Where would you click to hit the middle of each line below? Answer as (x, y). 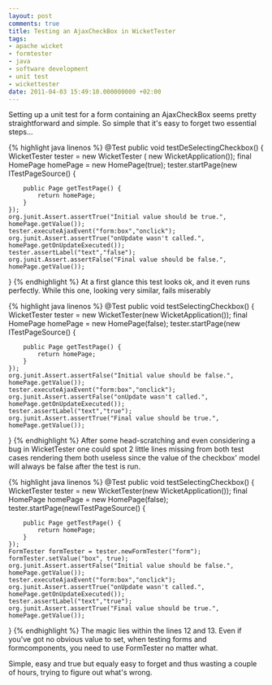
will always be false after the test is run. (74, 467)
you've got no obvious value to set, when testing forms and (108, 639)
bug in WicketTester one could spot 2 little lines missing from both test (126, 449)
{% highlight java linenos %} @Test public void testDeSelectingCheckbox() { (136, 148)
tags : (17, 39)
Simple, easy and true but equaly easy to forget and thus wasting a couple (133, 664)
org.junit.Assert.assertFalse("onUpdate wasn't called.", (108, 397)
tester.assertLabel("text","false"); (72, 253)
